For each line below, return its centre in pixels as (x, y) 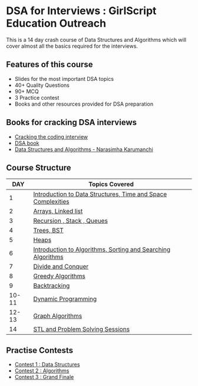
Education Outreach (56, 23)
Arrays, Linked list (58, 211)
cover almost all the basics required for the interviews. (72, 46)
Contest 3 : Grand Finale (44, 377)
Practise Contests (40, 350)
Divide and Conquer (61, 267)
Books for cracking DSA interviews (72, 122)
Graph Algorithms (58, 316)
